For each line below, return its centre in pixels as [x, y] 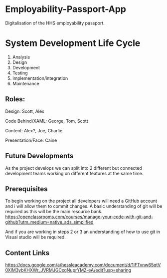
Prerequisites [26, 189]
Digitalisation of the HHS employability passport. [55, 23]
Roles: [15, 99]
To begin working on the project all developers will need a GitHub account [81, 201]
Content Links [27, 253]
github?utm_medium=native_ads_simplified [49, 222]
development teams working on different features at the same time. [74, 173]
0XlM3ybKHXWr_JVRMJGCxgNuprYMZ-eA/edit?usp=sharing [68, 270]
